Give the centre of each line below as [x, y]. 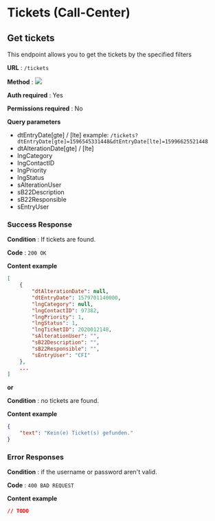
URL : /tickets [28, 68]
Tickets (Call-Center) [69, 13]
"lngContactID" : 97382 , [66, 310]
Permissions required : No [45, 108]
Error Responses [35, 456]
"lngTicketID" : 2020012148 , [72, 330]
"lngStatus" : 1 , [55, 323]
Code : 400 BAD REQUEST [41, 485]
